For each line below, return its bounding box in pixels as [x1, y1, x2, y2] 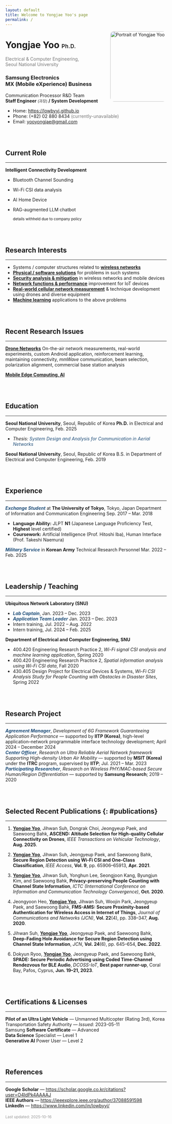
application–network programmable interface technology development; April [5, 739, 166, 745]
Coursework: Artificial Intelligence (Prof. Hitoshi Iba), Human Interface [12, 531, 162, 537]
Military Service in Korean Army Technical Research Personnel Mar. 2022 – [5, 546, 166, 553]
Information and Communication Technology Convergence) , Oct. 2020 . [12, 889, 165, 895]
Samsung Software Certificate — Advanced [5, 1027, 99, 1033]
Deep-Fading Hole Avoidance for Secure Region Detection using [12, 936, 153, 942]
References [5, 1068, 43, 1076]
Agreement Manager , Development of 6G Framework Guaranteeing [5, 728, 149, 734]
